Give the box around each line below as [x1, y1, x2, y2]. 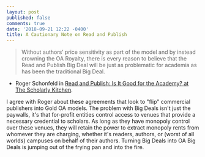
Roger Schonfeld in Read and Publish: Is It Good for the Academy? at [15, 80, 189, 87]
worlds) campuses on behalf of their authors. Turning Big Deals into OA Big [6, 137, 196, 144]
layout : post [6, 9, 40, 15]
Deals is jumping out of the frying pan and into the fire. [6, 144, 144, 151]
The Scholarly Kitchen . [15, 86, 73, 93]
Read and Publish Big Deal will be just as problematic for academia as [21, 62, 197, 69]
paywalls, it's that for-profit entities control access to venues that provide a [6, 111, 196, 119]
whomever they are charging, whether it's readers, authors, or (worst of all [6, 131, 195, 138]
